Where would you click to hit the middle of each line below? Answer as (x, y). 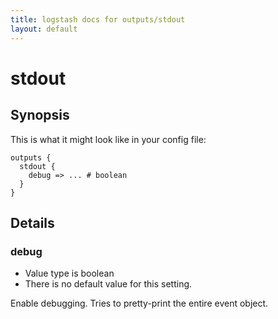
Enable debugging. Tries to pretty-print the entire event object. (139, 303)
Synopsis (40, 115)
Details (32, 222)
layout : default (44, 29)
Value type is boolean (69, 273)
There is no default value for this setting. (108, 284)
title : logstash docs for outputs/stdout (98, 19)
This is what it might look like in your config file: (108, 139)
